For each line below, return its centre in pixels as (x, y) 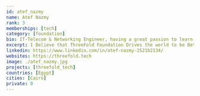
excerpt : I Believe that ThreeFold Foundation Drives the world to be (96, 45)
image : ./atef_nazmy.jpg (37, 61)
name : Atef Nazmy (28, 17)
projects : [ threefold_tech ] (41, 67)
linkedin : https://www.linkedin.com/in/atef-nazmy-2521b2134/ (85, 51)
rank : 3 (16, 23)
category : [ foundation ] (36, 34)
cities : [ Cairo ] (26, 78)
